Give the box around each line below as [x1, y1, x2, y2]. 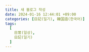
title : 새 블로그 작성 [5, 7, 46, 12]
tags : [5, 21, 16, 26]
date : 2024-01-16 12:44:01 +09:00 [5, 12, 77, 17]
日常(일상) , [14, 30, 35, 35]
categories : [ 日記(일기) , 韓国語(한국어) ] [5, 16, 85, 21]
